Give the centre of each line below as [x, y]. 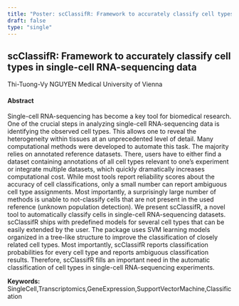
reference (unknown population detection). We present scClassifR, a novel [116, 207]
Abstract [21, 100]
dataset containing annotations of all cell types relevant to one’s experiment [118, 162]
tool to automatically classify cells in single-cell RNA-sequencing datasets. [117, 215]
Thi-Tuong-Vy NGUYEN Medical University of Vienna [85, 84]
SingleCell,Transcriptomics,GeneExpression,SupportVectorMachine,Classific [119, 289]
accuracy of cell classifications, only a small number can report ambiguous [117, 184]
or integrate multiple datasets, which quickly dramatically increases [106, 169]
